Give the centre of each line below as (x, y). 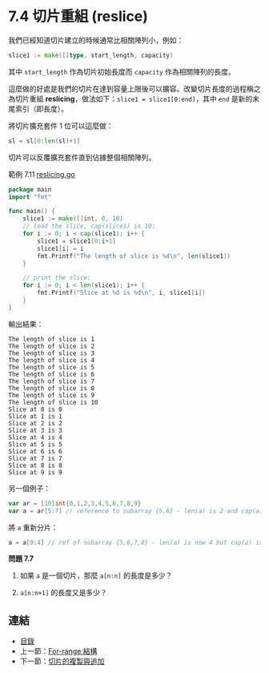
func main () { (32, 212)
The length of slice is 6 (51, 374)
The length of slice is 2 (51, 346)
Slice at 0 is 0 (35, 409)
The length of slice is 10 (53, 402)
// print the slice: (57, 278)
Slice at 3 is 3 (35, 430)
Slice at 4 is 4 (35, 437)
